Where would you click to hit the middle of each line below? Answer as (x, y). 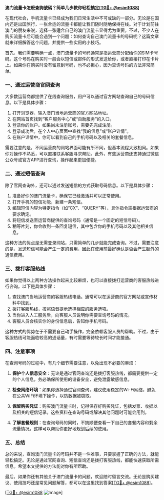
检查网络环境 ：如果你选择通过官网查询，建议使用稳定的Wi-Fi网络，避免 (84, 390)
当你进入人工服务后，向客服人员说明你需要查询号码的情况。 (72, 315)
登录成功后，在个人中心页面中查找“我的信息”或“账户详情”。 (72, 131)
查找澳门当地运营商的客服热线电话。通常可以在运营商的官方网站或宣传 (83, 297)
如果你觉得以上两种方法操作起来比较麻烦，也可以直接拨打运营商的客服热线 (80, 280)
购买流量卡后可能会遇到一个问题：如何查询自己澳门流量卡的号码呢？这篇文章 (82, 36)
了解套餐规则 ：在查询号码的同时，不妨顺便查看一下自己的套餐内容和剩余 (85, 423)
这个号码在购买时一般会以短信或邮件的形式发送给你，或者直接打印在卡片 (86, 59)
